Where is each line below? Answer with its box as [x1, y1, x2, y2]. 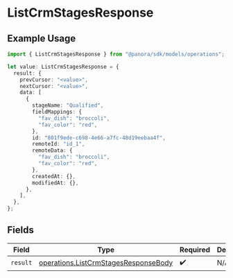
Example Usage [7, 33, 76, 44]
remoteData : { [32, 147, 73, 154]
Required [179, 245, 210, 254]
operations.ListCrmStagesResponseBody [39, 258, 173, 268]
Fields [7, 224, 35, 236]
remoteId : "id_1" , [32, 141, 85, 148]
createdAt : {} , [32, 173, 76, 180]
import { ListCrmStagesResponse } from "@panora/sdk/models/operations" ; [7, 51, 225, 58]
